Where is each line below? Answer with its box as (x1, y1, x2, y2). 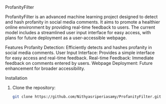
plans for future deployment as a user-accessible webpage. (5, 35, 127, 41)
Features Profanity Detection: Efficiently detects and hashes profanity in (5, 45, 152, 50)
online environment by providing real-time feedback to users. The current (5, 24, 155, 30)
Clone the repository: (12, 85, 56, 91)
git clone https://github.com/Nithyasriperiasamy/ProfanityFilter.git (12, 94, 162, 99)
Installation (5, 75, 28, 81)
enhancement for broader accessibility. (5, 65, 85, 71)
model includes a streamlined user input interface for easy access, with (5, 30, 151, 35)
